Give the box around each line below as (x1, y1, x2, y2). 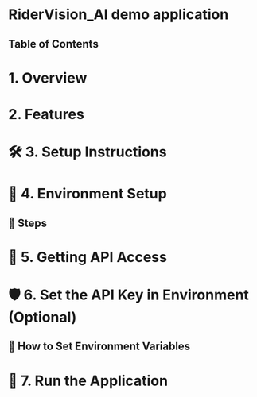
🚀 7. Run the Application (8, 372, 169, 390)
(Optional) (8, 308, 77, 326)
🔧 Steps (8, 216, 48, 229)
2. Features (8, 105, 85, 123)
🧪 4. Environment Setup (8, 185, 167, 203)
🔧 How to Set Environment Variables (8, 340, 191, 353)
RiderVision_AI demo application (8, 6, 229, 24)
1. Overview (8, 69, 88, 87)
